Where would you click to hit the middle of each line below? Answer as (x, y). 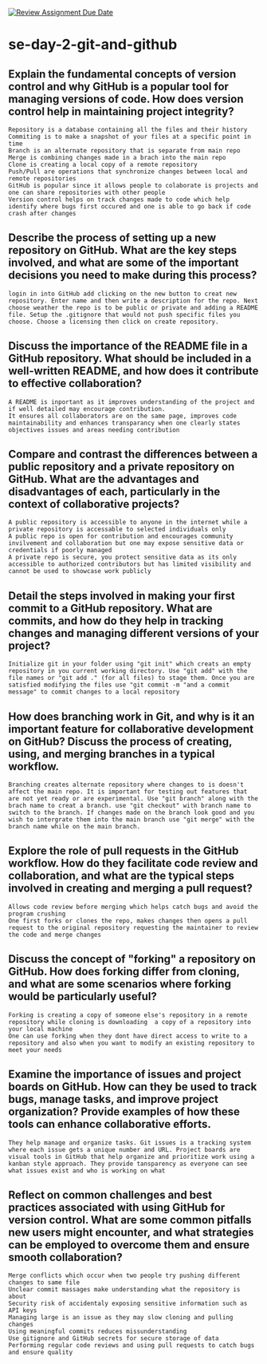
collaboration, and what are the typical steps (122, 876)
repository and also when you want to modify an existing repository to (132, 1043)
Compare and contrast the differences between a (133, 455)
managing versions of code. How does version (126, 99)
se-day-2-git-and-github (93, 45)
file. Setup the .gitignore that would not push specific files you (124, 314)
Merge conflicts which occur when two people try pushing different (124, 1276)
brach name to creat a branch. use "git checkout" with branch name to (130, 806)
